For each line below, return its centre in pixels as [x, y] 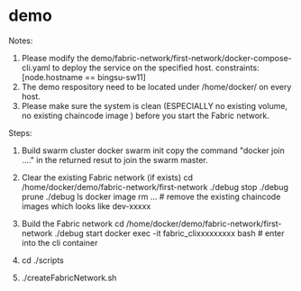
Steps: [20, 132]
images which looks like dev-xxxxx [86, 206]
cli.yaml [36, 68]
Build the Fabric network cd [73, 223]
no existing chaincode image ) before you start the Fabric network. [145, 115]
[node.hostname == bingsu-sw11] [83, 77]
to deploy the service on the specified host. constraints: [155, 68]
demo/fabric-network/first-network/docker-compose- [191, 58]
